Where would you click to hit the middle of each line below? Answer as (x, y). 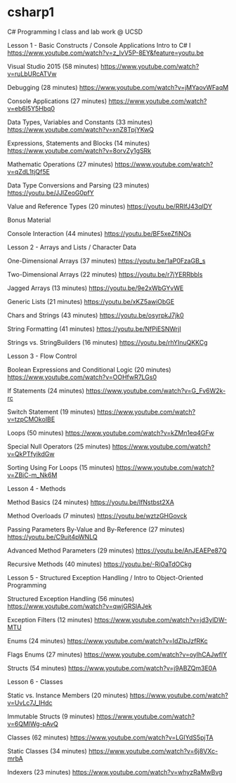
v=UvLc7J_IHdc (30, 702)
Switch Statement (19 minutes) (52, 412)
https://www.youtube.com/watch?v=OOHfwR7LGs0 (82, 377)
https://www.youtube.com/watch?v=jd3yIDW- (161, 619)
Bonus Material (29, 220)
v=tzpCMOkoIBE (31, 419)
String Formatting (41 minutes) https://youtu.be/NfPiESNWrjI (94, 329)
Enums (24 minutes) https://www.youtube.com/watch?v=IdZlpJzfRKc (108, 640)
